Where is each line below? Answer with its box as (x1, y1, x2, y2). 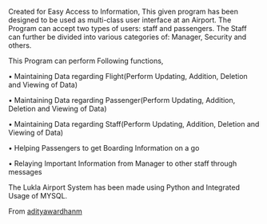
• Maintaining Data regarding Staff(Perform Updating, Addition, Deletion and (8, 120, 260, 128)
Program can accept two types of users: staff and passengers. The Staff (8, 24, 247, 33)
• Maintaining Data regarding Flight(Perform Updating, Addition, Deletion (8, 72, 248, 81)
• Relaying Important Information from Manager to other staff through (8, 159, 237, 168)
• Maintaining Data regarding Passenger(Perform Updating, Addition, (8, 96, 236, 104)
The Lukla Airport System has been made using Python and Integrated (8, 183, 240, 192)
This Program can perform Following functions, (8, 56, 164, 65)
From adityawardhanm (8, 206, 82, 216)
